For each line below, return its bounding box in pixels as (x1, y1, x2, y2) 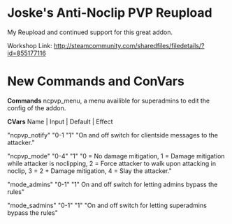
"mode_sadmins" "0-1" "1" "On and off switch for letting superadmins (7, 201, 208, 209)
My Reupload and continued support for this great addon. (7, 28, 173, 36)
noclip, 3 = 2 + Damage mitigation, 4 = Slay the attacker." (7, 166, 173, 175)
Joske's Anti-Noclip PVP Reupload (7, 5, 212, 21)
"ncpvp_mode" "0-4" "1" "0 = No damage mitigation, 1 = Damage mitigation (7, 151, 225, 160)
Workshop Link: (7, 41, 52, 50)
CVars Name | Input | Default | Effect (7, 117, 113, 126)
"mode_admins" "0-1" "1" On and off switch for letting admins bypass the (7, 180, 218, 188)
